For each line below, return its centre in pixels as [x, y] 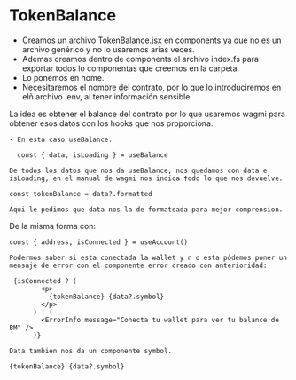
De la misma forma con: [52, 226]
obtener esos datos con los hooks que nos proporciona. [111, 123]
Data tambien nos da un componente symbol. [91, 351]
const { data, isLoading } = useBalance [93, 155]
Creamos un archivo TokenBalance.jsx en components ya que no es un [152, 40]
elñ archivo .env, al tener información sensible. [107, 96]
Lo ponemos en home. [63, 77]
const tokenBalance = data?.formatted [81, 194]
